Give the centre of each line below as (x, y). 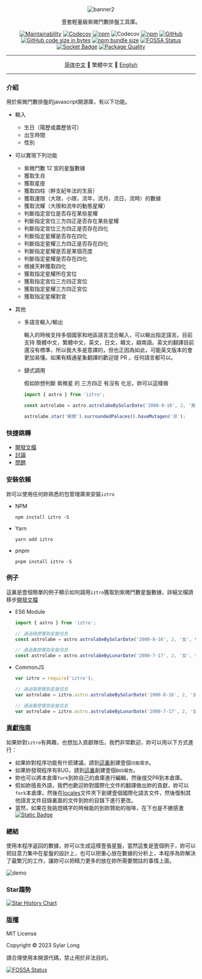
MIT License (22, 933)
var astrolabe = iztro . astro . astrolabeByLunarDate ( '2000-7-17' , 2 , (101, 711)
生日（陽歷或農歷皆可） (53, 127)
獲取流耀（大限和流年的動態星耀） (66, 206)
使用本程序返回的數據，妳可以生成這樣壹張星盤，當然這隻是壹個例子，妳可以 (101, 846)
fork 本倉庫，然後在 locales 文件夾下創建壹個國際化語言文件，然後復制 (100, 792)
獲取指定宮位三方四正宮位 (56, 281)
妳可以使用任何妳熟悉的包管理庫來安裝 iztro (60, 494)
